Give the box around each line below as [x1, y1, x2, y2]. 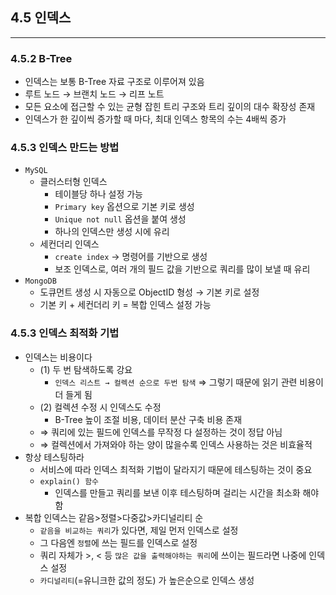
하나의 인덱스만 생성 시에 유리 [54, 226, 170, 238]
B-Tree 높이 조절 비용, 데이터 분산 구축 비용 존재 [54, 413, 243, 425]
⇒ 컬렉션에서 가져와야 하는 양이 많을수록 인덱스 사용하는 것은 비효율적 [39, 438, 313, 450]
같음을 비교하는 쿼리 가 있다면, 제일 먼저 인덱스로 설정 [39, 524, 239, 536]
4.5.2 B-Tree [10, 51, 73, 65]
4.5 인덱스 [10, 9, 72, 27]
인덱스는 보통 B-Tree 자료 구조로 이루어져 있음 [24, 76, 205, 88]
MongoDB [24, 276, 57, 287]
